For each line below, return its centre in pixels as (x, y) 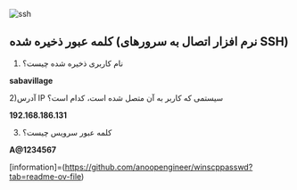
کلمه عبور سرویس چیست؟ (67, 132)
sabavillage (31, 80)
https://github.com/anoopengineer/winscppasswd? (159, 167)
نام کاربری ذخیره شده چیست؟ (72, 63)
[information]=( (37, 167)
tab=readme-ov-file (45, 176)
